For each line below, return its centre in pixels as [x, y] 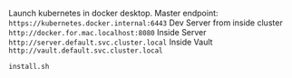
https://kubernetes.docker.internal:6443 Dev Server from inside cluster [146, 23]
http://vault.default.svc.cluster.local [86, 51]
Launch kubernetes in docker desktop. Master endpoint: [113, 13]
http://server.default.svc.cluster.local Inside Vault [111, 42]
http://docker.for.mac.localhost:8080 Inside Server [107, 32]
